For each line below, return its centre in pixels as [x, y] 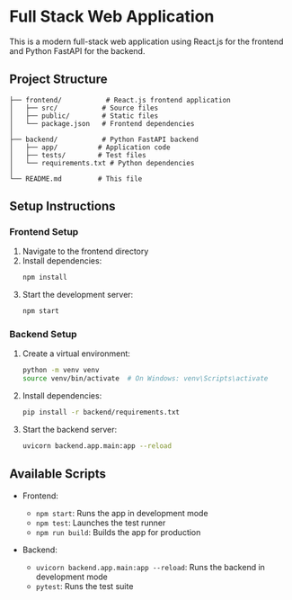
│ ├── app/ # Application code [90, 147]
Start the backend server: [70, 430]
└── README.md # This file [76, 179]
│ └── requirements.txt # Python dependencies [102, 163]
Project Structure [58, 80]
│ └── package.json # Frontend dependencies [102, 123]
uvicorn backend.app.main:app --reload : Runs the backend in [150, 567]
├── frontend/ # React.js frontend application [120, 100]
